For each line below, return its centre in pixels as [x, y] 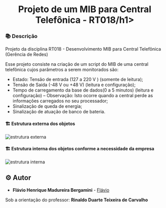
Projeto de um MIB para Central [85, 9]
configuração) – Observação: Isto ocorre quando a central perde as [82, 96]
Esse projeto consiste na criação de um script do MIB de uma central [77, 64]
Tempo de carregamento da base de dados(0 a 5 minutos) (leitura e [83, 90]
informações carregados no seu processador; [60, 101]
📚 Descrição [21, 36]
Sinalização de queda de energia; [47, 106]
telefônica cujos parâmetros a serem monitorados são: [62, 70]
